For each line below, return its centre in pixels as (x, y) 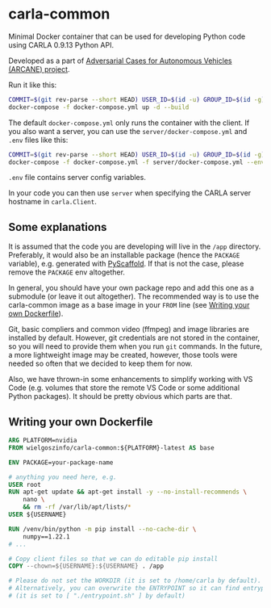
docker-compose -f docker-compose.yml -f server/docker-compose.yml (126, 162)
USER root (25, 484)
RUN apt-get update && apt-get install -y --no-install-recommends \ (128, 492)
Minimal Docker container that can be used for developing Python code (127, 36)
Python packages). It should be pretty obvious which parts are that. (120, 396)
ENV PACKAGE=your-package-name (61, 462)
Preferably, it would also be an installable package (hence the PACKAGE (124, 255)
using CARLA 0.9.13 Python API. (61, 44)
